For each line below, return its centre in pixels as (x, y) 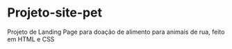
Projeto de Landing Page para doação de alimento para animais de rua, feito (116, 32)
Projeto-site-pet (55, 13)
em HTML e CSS (31, 39)
